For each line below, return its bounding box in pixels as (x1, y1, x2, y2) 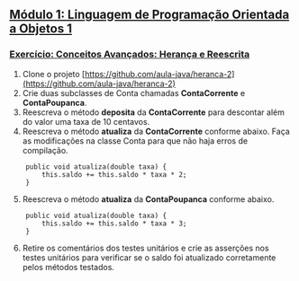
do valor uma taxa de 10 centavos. (22, 116, 150, 127)
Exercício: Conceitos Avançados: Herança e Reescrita (9, 48, 250, 61)
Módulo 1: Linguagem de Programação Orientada (9, 7, 290, 22)
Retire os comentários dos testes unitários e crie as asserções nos (22, 242, 269, 253)
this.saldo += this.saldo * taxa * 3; (41, 219, 187, 228)
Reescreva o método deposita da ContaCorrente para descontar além (22, 107, 285, 118)
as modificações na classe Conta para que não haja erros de (22, 135, 249, 146)
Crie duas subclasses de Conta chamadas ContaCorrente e (22, 87, 246, 98)
